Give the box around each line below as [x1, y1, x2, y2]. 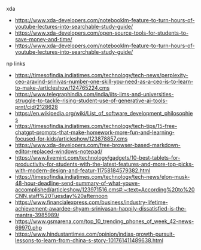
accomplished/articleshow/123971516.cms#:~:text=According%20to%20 [14, 186, 195, 193]
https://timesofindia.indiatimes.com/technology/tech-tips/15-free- [14, 123, 178, 129]
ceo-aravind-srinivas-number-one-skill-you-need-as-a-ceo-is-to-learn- [14, 78, 194, 85]
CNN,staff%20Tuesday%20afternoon [14, 193, 108, 199]
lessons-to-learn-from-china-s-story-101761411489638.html [14, 237, 163, 244]
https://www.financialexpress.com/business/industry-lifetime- [14, 199, 169, 206]
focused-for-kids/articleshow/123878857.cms [14, 135, 128, 142]
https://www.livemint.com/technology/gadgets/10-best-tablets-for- [14, 154, 181, 161]
